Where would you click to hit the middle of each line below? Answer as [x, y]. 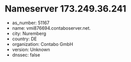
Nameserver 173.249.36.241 [65, 9]
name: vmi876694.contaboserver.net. [51, 28]
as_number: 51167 [31, 23]
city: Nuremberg [29, 33]
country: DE [25, 39]
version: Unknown [31, 49]
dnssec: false [26, 55]
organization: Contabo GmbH [42, 44]
